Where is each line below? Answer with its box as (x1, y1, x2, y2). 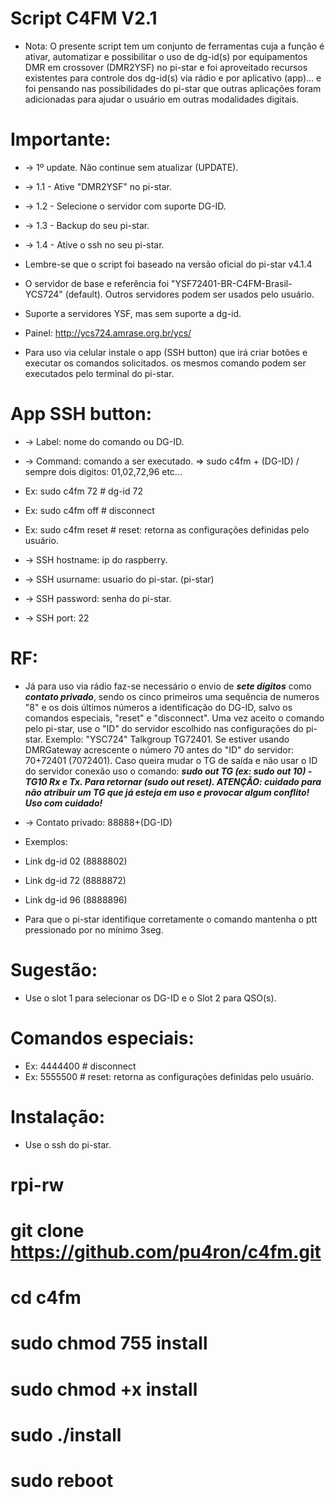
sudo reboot (10, 1469, 114, 1492)
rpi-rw (10, 1173, 65, 1196)
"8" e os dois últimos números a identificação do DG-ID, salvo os (24, 701, 293, 713)
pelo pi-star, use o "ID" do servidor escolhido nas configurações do (24, 722, 304, 734)
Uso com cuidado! (24, 797, 103, 809)
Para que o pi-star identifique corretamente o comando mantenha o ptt (24, 913, 318, 925)
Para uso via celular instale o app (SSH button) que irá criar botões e (24, 346, 308, 358)
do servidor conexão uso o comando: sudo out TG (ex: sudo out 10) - (24, 765, 313, 777)
